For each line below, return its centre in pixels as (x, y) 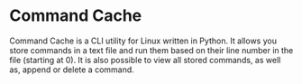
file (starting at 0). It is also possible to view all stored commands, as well (145, 60)
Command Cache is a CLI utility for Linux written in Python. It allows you (143, 41)
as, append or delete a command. (72, 70)
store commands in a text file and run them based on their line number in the (151, 50)
